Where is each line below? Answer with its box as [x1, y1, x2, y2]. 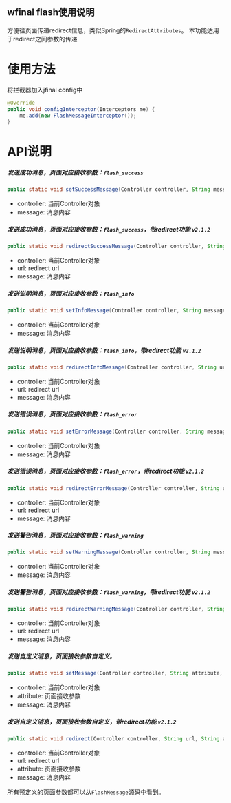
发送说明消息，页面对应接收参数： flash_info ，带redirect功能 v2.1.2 [7, 346, 201, 354]
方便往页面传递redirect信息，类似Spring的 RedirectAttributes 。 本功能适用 [7, 26, 219, 34]
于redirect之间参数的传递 [7, 34, 78, 43]
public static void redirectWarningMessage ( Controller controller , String [7, 606, 226, 613]
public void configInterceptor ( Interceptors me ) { [7, 105, 155, 112]
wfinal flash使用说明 [7, 6, 95, 19]
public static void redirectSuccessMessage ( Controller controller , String [7, 243, 226, 250]
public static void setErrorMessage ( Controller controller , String [7, 428, 205, 435]
